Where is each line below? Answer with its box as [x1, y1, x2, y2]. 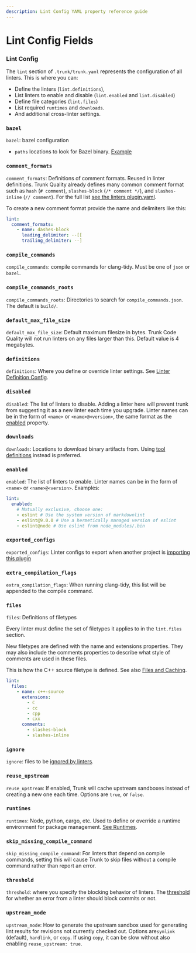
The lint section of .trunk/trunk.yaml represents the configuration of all [6, 68, 183, 75]
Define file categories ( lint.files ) [14, 98, 98, 105]
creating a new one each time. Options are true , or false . [6, 791, 145, 798]
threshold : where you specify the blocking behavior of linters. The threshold [6, 889, 190, 896]
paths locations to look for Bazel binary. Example [14, 148, 132, 155]
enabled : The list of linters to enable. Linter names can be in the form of [6, 478, 178, 485]
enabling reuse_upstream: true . [6, 940, 82, 947]
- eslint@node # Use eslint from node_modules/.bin [16, 523, 145, 529]
